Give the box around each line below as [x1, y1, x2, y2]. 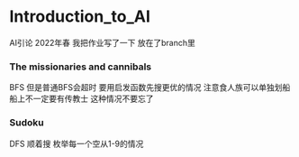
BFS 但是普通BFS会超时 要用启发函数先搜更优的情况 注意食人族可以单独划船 [9, 82, 291, 93]
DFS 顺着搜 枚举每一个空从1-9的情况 [9, 138, 144, 149]
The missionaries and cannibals [9, 60, 152, 73]
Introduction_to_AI [9, 6, 151, 27]
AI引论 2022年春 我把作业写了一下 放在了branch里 [9, 37, 195, 48]
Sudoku [9, 116, 44, 129]
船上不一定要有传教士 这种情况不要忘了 [9, 93, 154, 105]
